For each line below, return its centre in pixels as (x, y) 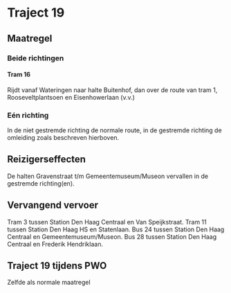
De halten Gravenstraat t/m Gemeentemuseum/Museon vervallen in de (108, 176)
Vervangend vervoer (53, 205)
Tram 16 (19, 75)
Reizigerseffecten (47, 160)
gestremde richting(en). (41, 183)
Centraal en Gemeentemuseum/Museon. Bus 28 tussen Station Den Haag (112, 236)
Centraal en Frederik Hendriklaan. (55, 244)
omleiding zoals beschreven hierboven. (63, 137)
